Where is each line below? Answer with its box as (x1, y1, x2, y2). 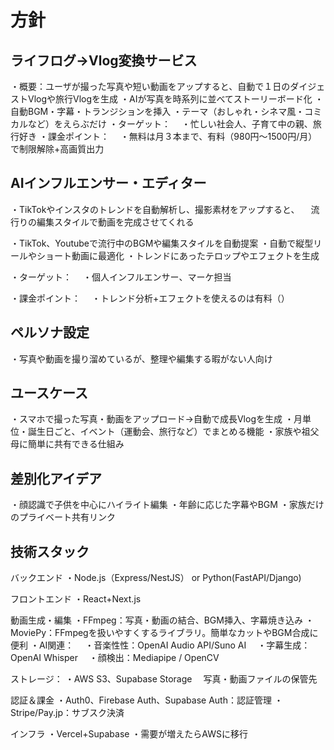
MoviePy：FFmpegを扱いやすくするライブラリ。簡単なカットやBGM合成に (10, 627, 319, 639)
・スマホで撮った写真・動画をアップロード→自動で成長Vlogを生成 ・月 (10, 413, 303, 425)
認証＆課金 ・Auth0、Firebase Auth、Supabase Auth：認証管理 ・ (10, 694, 283, 706)
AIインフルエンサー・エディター (10, 175, 207, 192)
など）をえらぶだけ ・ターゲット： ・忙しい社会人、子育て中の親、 (27, 118, 313, 130)
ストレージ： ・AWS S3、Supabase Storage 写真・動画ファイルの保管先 (10, 673, 318, 685)
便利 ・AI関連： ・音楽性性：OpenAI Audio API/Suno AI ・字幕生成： (10, 639, 311, 651)
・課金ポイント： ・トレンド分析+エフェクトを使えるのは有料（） (10, 292, 290, 304)
